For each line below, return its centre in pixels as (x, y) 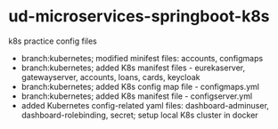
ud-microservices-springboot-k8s (139, 16)
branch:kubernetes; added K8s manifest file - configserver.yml (137, 96)
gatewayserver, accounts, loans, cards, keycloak (111, 77)
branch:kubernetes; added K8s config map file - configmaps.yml (140, 86)
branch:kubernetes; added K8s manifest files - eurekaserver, (133, 68)
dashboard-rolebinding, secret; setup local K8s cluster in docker (140, 115)
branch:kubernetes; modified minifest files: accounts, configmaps (142, 58)
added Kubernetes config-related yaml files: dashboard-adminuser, (145, 105)
